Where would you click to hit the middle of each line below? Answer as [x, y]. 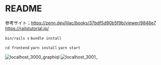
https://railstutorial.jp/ [27, 28]
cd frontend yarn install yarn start [43, 48]
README [24, 9]
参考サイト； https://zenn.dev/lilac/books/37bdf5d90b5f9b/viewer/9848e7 [81, 23]
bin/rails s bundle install [33, 38]
